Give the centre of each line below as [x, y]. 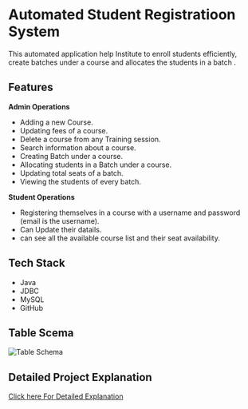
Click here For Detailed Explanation [66, 396]
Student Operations [41, 197]
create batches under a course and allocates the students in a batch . [122, 62]
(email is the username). [59, 220]
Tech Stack [37, 263]
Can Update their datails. [61, 229]
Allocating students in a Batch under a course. [96, 165]
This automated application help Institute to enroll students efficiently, [123, 54]
